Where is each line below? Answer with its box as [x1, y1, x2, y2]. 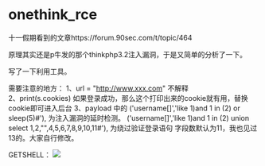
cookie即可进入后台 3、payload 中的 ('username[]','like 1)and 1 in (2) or [8, 103, 240, 113]
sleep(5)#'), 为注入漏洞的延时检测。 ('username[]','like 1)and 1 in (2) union [8, 113, 250, 122]
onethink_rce [8, 6, 98, 24]
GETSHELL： [8, 149, 52, 160]
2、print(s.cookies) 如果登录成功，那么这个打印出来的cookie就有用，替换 [8, 93, 248, 102]
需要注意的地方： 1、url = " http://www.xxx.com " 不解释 [8, 83, 189, 93]
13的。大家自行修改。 [8, 133, 79, 142]
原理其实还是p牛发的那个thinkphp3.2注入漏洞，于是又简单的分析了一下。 [8, 49, 247, 59]
